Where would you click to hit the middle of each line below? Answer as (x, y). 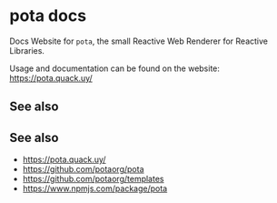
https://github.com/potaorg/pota (83, 169)
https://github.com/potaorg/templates (93, 179)
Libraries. (27, 50)
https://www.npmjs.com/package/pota (95, 188)
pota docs (48, 16)
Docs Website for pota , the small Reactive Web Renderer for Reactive (138, 41)
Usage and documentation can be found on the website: (115, 68)
